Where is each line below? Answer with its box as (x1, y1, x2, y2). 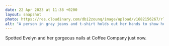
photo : (5, 16, 19, 21)
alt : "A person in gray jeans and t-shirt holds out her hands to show (5, 21, 158, 26)
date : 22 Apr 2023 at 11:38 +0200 (5, 7, 78, 12)
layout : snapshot (5, 12, 42, 17)
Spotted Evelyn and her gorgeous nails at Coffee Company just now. (5, 35, 147, 41)
